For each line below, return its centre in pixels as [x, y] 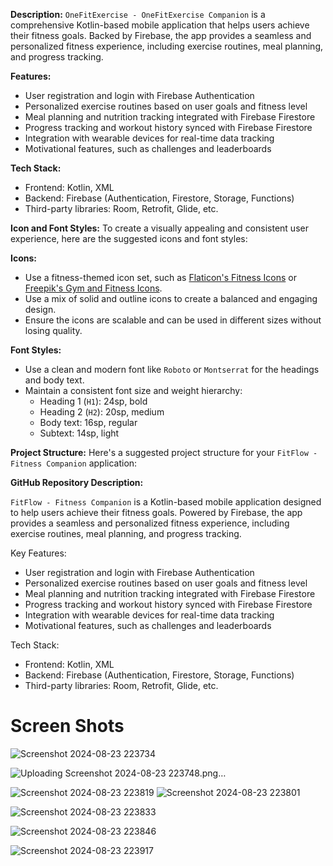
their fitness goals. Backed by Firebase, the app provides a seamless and [161, 35]
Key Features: [38, 553]
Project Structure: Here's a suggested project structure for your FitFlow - [164, 452]
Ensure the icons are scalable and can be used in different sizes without [173, 320]
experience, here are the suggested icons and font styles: [129, 238]
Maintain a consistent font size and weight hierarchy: [133, 390]
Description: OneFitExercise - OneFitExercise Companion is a [138, 14]
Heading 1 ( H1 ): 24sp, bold [93, 401]
